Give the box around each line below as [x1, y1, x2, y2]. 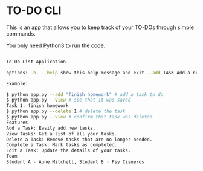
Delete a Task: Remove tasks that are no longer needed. [6, 137, 153, 143]
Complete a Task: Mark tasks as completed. [6, 142, 118, 148]
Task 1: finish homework [6, 103, 69, 109]
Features [6, 119, 28, 126]
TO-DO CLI [6, 4, 62, 18]
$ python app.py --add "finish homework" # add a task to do [6, 91, 164, 97]
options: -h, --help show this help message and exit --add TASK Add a [6, 69, 190, 76]
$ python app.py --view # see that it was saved [6, 97, 131, 103]
